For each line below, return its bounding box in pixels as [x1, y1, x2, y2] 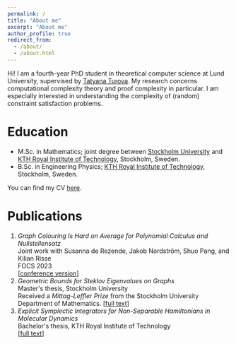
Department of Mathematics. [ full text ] [17, 299, 129, 307]
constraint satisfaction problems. [7, 99, 103, 107]
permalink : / [7, 10, 46, 18]
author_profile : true [7, 30, 71, 37]
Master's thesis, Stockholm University [17, 284, 129, 292]
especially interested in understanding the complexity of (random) [7, 91, 200, 100]
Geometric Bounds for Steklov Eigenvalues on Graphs [17, 276, 175, 285]
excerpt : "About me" [7, 23, 69, 30]
